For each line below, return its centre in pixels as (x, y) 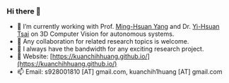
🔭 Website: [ (35, 56)
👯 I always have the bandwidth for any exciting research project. (110, 49)
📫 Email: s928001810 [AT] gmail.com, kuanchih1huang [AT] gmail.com (119, 72)
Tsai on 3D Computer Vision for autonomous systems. (95, 34)
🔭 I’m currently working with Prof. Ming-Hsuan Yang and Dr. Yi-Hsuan (118, 27)
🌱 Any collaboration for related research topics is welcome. (103, 41)
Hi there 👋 (24, 11)
